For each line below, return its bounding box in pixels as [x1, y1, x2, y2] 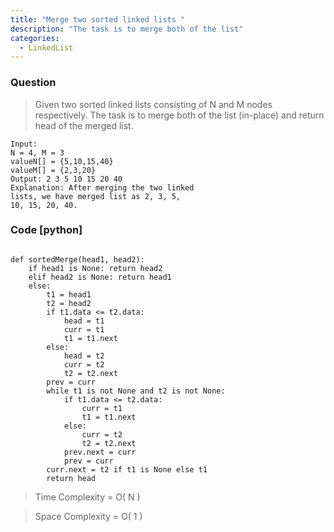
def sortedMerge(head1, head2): [10, 254, 145, 265]
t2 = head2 [46, 298, 92, 308]
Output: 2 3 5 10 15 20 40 [10, 174, 123, 184]
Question [10, 76, 57, 90]
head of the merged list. [34, 119, 134, 131]
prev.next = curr [63, 447, 137, 457]
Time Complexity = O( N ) [34, 491, 141, 503]
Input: [10, 139, 38, 149]
